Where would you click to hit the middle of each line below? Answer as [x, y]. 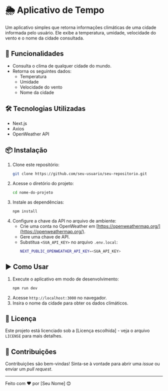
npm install [25, 211]
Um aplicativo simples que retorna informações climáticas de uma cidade [81, 27]
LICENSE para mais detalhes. [34, 336]
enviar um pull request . [29, 369]
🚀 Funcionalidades [34, 54]
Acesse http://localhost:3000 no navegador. [59, 297]
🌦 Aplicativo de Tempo [55, 10]
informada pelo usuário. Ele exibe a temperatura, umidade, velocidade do [81, 32]
